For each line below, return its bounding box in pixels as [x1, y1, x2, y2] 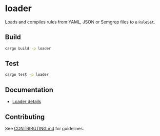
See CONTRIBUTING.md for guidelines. [5, 125, 84, 131]
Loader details [12, 99, 41, 104]
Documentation [5, 85, 54, 94]
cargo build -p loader [5, 46, 51, 51]
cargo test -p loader [5, 72, 49, 77]
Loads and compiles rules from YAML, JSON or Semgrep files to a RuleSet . [5, 19, 155, 25]
